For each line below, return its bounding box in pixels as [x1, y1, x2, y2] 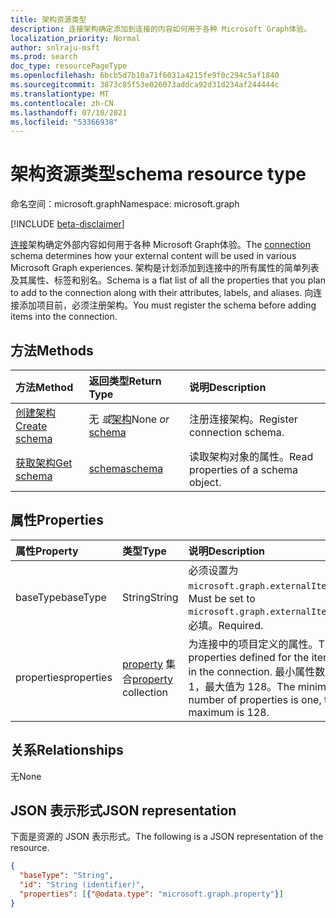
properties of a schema [188, 463, 299, 476]
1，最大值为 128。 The [188, 679, 296, 693]
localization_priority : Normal [10, 33, 141, 43]
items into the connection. [10, 311, 118, 323]
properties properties [15, 670, 113, 684]
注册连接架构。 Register [188, 412, 298, 426]
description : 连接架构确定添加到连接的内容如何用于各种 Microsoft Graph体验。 [10, 24, 312, 34]
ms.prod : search [10, 52, 78, 62]
